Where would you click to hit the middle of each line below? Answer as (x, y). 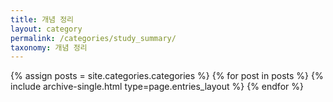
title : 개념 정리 (42, 19)
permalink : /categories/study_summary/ (93, 38)
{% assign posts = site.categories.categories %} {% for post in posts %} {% (167, 76)
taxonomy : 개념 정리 (49, 47)
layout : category (46, 29)
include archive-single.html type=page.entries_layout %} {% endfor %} (157, 87)
